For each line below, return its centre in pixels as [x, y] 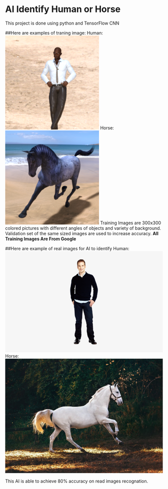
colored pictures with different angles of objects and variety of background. [83, 228]
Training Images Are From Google [41, 239]
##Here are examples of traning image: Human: [54, 33]
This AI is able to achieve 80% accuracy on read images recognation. [77, 481]
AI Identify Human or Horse [63, 9]
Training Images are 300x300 [130, 223]
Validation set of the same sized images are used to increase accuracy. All [82, 233]
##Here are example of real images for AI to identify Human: [67, 248]
